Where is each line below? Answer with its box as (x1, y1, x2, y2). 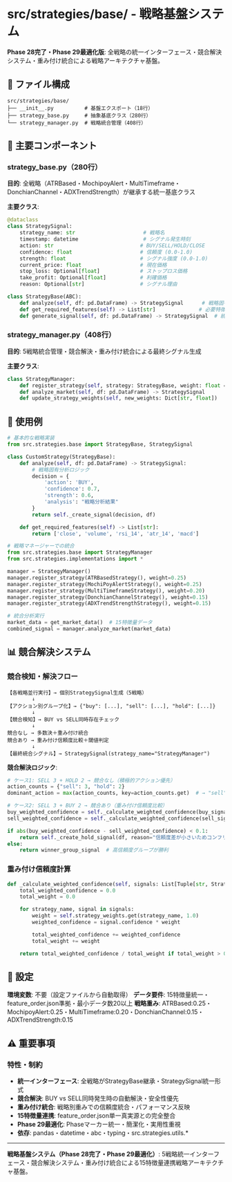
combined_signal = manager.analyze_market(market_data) (7, 626, 171, 632)
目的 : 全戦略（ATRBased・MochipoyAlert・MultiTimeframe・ (7, 179, 181, 187)
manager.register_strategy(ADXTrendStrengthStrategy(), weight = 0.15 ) (7, 600, 212, 607)
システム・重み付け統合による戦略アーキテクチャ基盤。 (7, 56, 164, 64)
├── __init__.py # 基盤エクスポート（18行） (7, 104, 154, 111)
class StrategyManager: (7, 375, 76, 382)
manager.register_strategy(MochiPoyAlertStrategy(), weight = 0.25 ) (7, 581, 202, 588)
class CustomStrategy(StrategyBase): (7, 453, 116, 460)
